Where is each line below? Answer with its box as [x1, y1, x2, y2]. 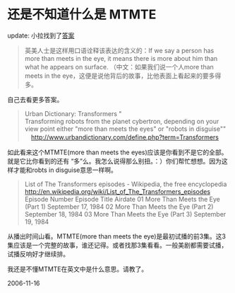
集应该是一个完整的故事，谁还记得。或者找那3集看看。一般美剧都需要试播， [7, 241, 228, 249]
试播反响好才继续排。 [7, 249, 69, 258]
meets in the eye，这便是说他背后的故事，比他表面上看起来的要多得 [24, 71, 222, 80]
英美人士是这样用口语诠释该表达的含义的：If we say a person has [24, 46, 215, 54]
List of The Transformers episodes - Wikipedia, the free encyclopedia [24, 180, 227, 188]
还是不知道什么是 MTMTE [7, 6, 157, 23]
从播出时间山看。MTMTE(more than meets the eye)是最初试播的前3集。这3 [7, 231, 226, 241]
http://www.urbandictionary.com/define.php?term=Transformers [30, 132, 219, 142]
